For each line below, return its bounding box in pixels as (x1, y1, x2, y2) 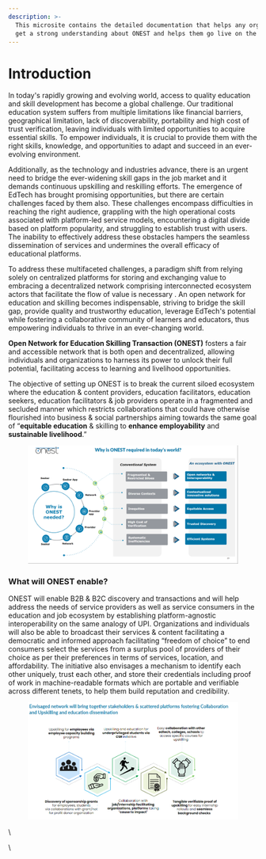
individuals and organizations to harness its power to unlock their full (8, 355, 233, 365)
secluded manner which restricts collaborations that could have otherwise (8, 405, 250, 414)
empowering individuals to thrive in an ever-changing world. (8, 323, 204, 333)
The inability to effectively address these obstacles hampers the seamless (8, 232, 250, 241)
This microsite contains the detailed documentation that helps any (15, 21, 246, 29)
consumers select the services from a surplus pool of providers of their (8, 644, 241, 654)
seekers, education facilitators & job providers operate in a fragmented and (8, 396, 253, 405)
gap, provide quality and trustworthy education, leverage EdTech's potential (8, 306, 256, 316)
